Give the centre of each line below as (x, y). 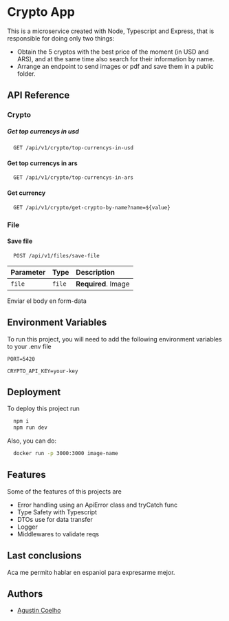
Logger (27, 527)
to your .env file (29, 346)
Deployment (34, 392)
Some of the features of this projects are (65, 491)
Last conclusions (45, 556)
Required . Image (102, 284)
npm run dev (31, 428)
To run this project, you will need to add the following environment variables (115, 339)
